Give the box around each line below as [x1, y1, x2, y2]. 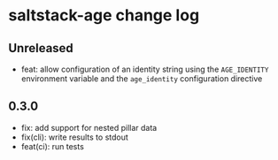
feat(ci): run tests [20, 141, 85, 151]
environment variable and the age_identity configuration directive [20, 73, 263, 84]
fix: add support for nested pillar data [20, 122, 158, 133]
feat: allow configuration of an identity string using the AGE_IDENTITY [20, 64, 269, 74]
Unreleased [8, 41, 74, 56]
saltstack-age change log [8, 5, 200, 26]
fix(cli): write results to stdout [20, 132, 129, 142]
